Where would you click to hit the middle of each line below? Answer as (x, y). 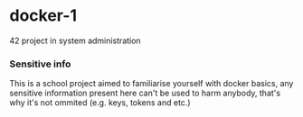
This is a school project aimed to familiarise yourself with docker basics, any (151, 84)
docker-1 (43, 16)
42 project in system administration (76, 40)
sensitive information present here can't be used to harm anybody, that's (145, 93)
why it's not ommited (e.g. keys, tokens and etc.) (100, 103)
